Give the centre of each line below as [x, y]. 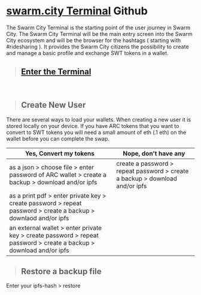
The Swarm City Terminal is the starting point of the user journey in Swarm [98, 28]
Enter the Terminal [56, 72]
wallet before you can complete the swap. [58, 138]
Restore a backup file [61, 271]
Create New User [53, 105]
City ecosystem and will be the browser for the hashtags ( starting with [94, 40]
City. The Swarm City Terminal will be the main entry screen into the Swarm [99, 34]
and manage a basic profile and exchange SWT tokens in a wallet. [87, 53]
